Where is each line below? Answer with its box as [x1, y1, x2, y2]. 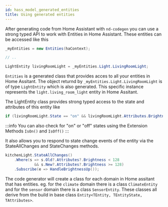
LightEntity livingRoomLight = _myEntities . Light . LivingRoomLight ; [5, 64, 149, 69]
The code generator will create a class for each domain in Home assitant [5, 175, 155, 181]
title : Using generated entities [5, 12, 75, 17]
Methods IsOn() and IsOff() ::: [5, 128, 69, 134]
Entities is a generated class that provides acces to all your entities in [5, 73, 150, 79]
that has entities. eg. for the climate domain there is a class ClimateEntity [5, 181, 158, 187]
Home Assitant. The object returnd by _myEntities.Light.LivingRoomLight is [5, 78, 162, 84]
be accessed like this [5, 36, 49, 42]
